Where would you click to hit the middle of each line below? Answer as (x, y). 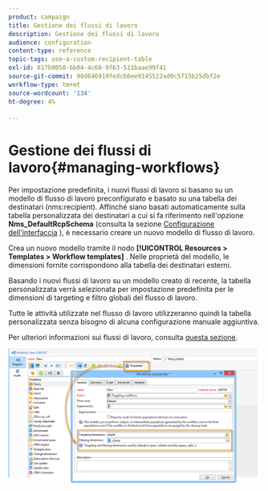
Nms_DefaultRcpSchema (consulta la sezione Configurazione (112, 224)
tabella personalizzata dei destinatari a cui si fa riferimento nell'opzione (126, 216)
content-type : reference (50, 51)
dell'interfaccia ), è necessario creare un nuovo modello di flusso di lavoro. (132, 233)
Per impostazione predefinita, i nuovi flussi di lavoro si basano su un (121, 190)
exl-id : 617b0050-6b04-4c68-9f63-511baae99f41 (87, 68)
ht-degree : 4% (32, 101)
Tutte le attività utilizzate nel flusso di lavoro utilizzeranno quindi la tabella (130, 314)
